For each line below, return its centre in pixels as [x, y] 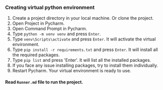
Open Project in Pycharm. [38, 23]
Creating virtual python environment [50, 7]
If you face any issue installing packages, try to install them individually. [85, 65]
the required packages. [36, 55]
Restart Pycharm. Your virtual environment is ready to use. [72, 71]
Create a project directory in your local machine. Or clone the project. [83, 18]
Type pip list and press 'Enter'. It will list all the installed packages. [82, 60]
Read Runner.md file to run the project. [44, 82]
